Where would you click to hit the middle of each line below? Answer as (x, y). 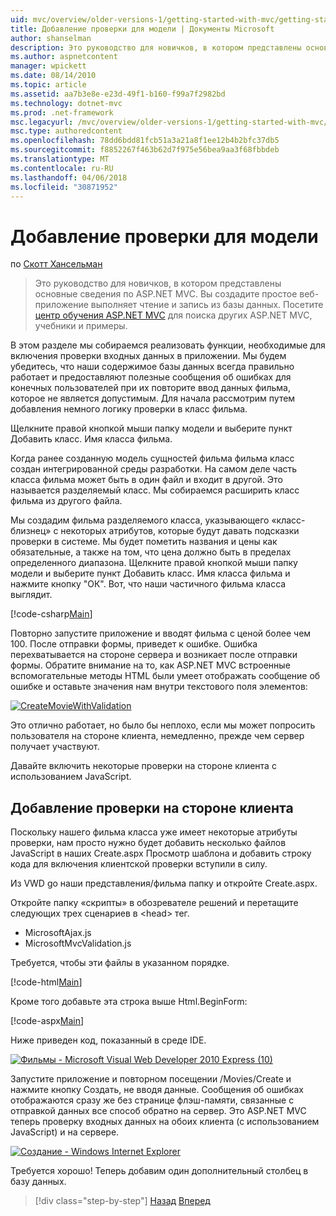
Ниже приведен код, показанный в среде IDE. (108, 1040)
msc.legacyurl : (42, 122)
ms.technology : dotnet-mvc (66, 103)
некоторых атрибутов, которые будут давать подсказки (180, 531)
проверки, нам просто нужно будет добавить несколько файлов (148, 843)
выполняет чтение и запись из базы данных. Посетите (207, 305)
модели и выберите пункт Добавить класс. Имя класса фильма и (150, 573)
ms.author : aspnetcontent (64, 57)
